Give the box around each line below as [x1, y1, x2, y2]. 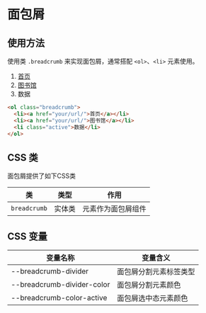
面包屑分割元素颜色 [116, 280, 181, 290]
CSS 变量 [7, 230, 48, 242]
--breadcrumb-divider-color [11, 280, 110, 289]
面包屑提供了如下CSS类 [7, 171, 76, 181]
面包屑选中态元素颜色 [116, 293, 188, 303]
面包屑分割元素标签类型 [116, 267, 195, 276]
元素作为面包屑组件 [82, 204, 147, 214]
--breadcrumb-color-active [11, 293, 108, 302]
